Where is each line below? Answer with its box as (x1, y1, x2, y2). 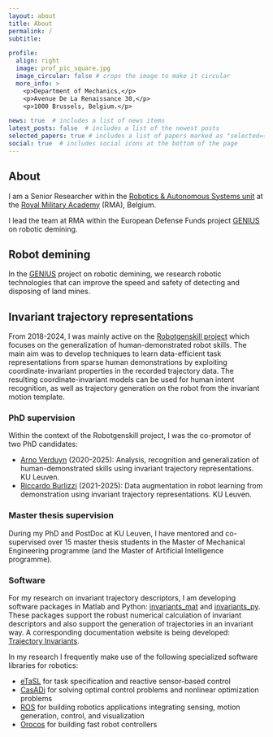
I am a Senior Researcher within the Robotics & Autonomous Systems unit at (8, 191, 263, 201)
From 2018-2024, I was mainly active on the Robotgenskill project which (8, 332, 250, 341)
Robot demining (8, 247, 91, 261)
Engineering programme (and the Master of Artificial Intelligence (8, 545, 224, 555)
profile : (8, 50, 38, 58)
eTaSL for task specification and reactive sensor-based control (19, 676, 232, 687)
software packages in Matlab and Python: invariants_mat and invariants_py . (8, 602, 261, 612)
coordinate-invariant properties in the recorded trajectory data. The (8, 366, 234, 376)
